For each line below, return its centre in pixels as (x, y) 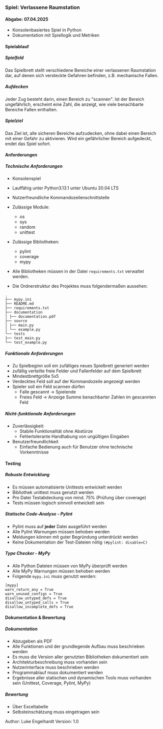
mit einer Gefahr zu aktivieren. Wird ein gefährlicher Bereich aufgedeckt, (79, 138)
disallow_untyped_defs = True (36, 598)
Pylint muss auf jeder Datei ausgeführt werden (59, 526)
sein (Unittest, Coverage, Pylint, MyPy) (51, 683)
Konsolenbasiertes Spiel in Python (47, 30)
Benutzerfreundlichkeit (35, 442)
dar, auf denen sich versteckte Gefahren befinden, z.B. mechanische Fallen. (82, 75)
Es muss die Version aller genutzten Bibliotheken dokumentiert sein (80, 657)
